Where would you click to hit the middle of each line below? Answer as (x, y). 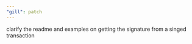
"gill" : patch (24, 12)
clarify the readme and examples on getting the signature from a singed (96, 29)
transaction (20, 35)
